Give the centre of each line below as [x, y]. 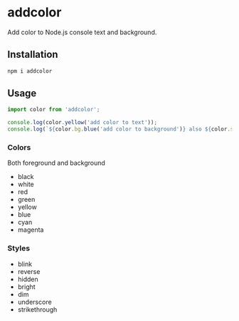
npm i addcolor [30, 71]
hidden [28, 279]
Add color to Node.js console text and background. [82, 32]
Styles [19, 248]
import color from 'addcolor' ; [54, 110]
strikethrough [37, 309]
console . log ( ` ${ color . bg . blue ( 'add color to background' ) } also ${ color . [119, 129]
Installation [33, 55]
